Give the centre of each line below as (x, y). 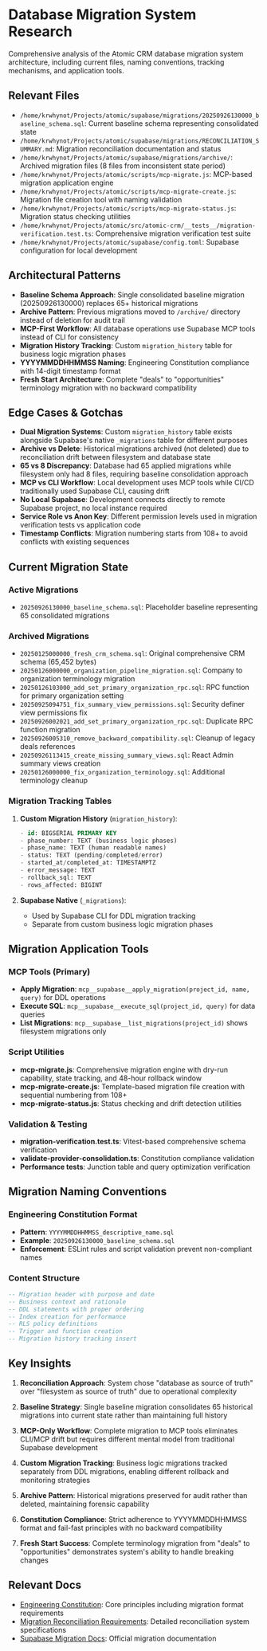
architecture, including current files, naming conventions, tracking (116, 62)
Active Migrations (43, 590)
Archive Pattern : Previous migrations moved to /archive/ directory (130, 312)
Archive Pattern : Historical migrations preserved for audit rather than (133, 1495)
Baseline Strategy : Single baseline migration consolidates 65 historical (136, 1406)
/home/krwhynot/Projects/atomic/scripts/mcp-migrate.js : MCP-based (136, 174)
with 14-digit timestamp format (70, 371)
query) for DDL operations (63, 998)
